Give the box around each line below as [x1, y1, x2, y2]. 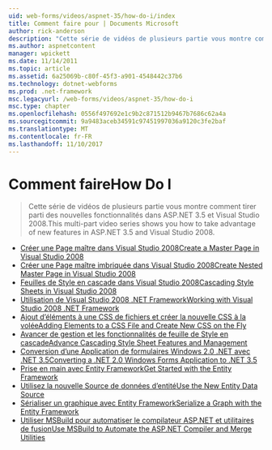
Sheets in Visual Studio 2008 [19, 286, 117, 296]
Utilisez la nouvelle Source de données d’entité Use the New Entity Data [19, 381, 258, 391]
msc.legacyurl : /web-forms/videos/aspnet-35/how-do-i [8, 95, 194, 103]
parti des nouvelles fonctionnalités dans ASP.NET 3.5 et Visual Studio [28, 210, 261, 220]
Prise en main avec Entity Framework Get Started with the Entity [19, 364, 232, 374]
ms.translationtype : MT [8, 125, 89, 133]
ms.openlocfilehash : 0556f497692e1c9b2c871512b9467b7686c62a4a [8, 110, 227, 118]
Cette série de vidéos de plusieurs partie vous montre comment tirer [28, 202, 257, 212]
